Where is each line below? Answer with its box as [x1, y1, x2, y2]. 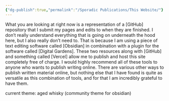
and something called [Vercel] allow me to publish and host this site [5, 54, 146, 60]
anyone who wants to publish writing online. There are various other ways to [5, 64, 164, 70]
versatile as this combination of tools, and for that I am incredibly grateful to [5, 75, 162, 81]
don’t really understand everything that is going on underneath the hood [5, 32, 155, 38]
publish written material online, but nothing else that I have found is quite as [5, 69, 162, 76]
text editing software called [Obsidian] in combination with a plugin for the [5, 42, 159, 48]
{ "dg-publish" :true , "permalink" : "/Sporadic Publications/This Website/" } [5, 7, 164, 13]
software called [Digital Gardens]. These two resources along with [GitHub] [5, 48, 162, 54]
